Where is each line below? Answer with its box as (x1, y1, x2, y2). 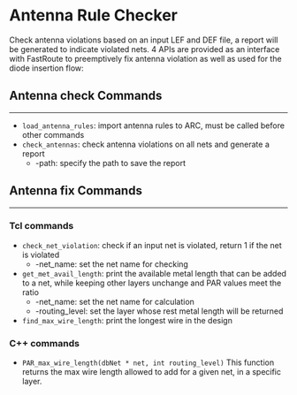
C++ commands (9, 337, 80, 349)
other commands (21, 129, 85, 140)
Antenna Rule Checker (9, 5, 179, 26)
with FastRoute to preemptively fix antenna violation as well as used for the (9, 53, 282, 64)
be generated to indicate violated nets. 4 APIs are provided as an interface (9, 43, 280, 54)
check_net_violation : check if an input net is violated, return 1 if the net (21, 239, 283, 250)
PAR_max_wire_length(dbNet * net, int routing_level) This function (21, 357, 275, 368)
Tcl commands (9, 220, 74, 232)
